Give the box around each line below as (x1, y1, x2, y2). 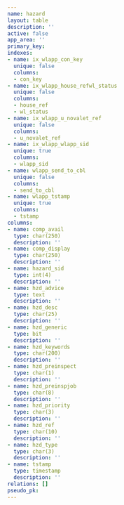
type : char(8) (13, 389, 55, 396)
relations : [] (7, 480, 49, 487)
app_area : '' (7, 37, 46, 44)
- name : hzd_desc (7, 304, 58, 311)
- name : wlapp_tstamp (7, 193, 71, 200)
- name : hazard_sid (7, 265, 64, 272)
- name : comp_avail (7, 225, 64, 232)
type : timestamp (13, 468, 61, 475)
